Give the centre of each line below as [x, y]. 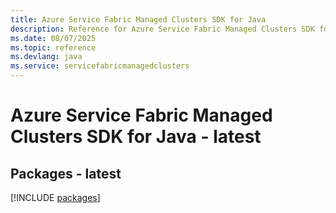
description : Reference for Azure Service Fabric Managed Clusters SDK [162, 29]
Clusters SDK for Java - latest [136, 137]
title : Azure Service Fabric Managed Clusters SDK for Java [138, 19]
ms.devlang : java [46, 57]
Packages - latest [66, 173]
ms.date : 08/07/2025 [53, 38]
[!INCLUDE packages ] [55, 197]
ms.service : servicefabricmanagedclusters [100, 66]
